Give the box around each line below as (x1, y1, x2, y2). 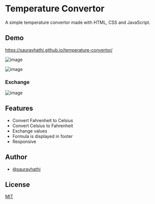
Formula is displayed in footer (12, 133, 73, 139)
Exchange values (12, 128, 48, 134)
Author (5, 153, 27, 161)
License (5, 181, 30, 189)
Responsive (12, 138, 36, 144)
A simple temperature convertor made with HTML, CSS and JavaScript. (5, 19, 151, 25)
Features (5, 104, 33, 113)
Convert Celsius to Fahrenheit (12, 123, 73, 129)
